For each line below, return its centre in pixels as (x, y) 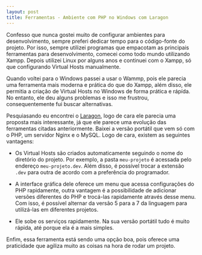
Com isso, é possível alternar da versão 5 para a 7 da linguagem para (101, 203)
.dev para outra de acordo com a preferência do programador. (92, 172)
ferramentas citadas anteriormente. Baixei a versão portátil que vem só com (100, 128)
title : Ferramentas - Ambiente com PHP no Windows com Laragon (87, 17)
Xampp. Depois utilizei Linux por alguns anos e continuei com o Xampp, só (99, 60)
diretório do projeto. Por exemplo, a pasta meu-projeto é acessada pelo (103, 159)
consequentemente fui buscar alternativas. (60, 104)
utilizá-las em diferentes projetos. (56, 209)
